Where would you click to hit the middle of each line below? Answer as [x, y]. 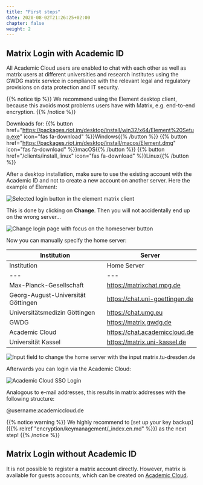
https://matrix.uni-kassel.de [146, 342]
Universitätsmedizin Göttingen [52, 313]
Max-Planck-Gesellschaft [47, 286]
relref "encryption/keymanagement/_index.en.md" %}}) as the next [103, 429]
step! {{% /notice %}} [33, 435]
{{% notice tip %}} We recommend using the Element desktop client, [92, 99]
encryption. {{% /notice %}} [41, 112]
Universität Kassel [35, 342]
